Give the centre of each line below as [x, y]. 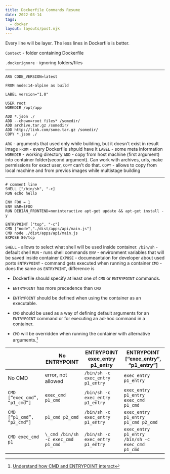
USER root [16, 103]
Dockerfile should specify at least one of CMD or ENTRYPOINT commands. [86, 278]
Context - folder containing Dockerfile [45, 53]
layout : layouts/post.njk [32, 29]
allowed [54, 381]
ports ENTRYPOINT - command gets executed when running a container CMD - [84, 263]
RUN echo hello [21, 193]
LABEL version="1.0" [27, 95]
